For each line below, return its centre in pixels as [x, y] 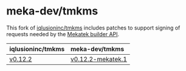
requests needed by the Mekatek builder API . [63, 34]
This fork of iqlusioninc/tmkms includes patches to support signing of [93, 28]
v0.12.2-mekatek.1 [99, 59]
